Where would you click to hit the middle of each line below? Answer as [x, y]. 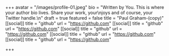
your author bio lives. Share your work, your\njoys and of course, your [79, 13]
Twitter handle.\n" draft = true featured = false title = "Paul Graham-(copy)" [85, 18]
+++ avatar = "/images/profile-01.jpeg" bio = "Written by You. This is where [85, 7]
